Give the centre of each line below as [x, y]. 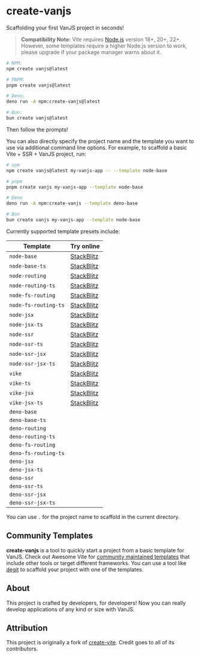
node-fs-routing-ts [37, 305]
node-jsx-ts [26, 325]
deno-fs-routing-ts [37, 453]
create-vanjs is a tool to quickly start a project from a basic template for [95, 550]
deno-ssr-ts [26, 486]
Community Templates [50, 536]
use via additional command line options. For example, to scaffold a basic [97, 147]
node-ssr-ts [26, 344]
